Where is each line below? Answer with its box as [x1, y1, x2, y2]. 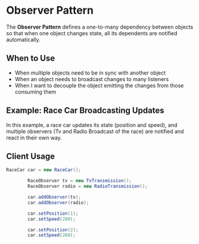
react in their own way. [6, 134, 63, 141]
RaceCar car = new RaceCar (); [6, 167, 82, 173]
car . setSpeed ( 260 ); [27, 232, 76, 239]
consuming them [14, 88, 57, 95]
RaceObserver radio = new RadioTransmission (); [27, 183, 148, 190]
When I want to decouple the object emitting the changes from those [14, 82, 184, 89]
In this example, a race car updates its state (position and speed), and [6, 121, 178, 128]
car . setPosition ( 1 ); [27, 210, 79, 217]
